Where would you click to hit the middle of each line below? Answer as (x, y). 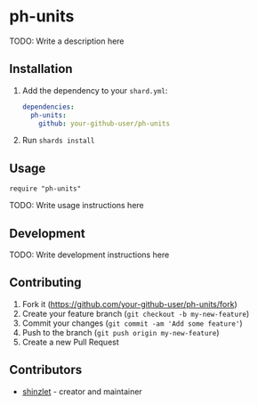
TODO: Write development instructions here (89, 255)
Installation (41, 69)
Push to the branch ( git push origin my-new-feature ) (121, 332)
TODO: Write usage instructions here (77, 206)
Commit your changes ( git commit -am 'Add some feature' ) (132, 323)
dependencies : (48, 107)
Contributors (46, 370)
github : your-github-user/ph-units (105, 123)
